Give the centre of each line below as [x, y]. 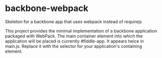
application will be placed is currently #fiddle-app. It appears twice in [75, 41]
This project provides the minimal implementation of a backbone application [81, 31]
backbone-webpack [47, 8]
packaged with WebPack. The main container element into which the [74, 36]
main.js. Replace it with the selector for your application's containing [73, 46]
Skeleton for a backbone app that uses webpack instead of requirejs [73, 22]
